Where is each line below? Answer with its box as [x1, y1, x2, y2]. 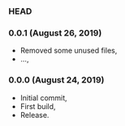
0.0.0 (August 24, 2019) [8, 74, 105, 86]
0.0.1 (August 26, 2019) [8, 27, 102, 38]
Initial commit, [19, 93, 67, 103]
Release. [19, 110, 50, 120]
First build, [19, 101, 56, 111]
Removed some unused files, [19, 46, 118, 56]
